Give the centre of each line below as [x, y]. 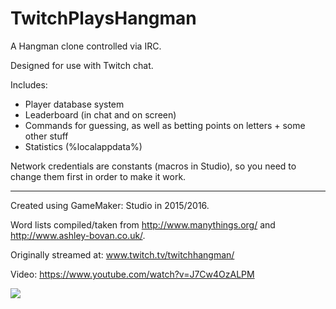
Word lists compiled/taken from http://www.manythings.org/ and [143, 224]
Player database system [74, 104]
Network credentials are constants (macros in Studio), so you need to [153, 166]
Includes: [29, 84]
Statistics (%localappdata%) [83, 146]
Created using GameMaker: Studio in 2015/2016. [110, 205]
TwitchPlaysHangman [103, 18]
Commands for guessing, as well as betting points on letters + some [165, 125]
